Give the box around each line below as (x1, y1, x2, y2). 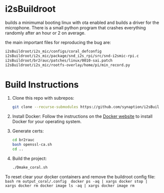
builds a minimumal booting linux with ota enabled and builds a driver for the (5, 20, 159, 25)
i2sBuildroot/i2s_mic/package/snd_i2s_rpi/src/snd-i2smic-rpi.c (5, 53, 139, 58)
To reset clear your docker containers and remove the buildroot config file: (5, 173, 156, 179)
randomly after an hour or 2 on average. (5, 30, 86, 36)
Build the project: (12, 155, 47, 161)
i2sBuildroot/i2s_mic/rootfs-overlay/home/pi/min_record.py (5, 63, 131, 67)
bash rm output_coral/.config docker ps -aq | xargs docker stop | (5, 179, 148, 184)
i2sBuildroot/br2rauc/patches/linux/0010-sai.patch (5, 58, 113, 63)
